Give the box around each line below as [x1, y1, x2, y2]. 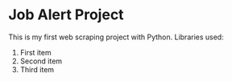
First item [19, 47, 52, 57]
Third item [19, 64, 55, 74]
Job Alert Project [8, 6, 124, 24]
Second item [19, 56, 63, 66]
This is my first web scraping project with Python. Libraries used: [8, 32, 224, 42]
